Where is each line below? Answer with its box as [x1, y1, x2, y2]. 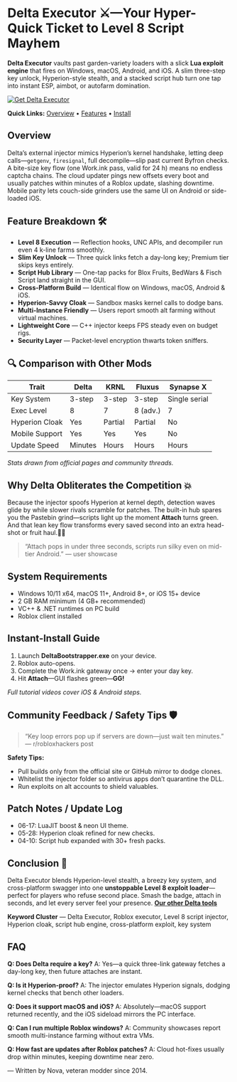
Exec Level [11, 405, 48, 415]
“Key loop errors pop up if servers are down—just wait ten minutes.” [24, 731, 224, 741]
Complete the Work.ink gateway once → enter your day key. [17, 667, 194, 675]
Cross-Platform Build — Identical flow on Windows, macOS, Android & [17, 283, 226, 292]
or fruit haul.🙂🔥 [21, 529, 66, 537]
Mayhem [7, 36, 60, 51]
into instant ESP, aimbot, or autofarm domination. [7, 81, 151, 90]
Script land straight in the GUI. [17, 275, 106, 284]
